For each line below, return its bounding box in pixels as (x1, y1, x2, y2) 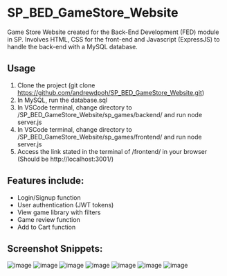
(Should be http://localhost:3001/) (17, 155, 114, 163)
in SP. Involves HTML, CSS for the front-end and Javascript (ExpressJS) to (7, 35, 220, 43)
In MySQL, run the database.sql (17, 96, 108, 104)
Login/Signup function (17, 193, 81, 202)
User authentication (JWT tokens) (17, 200, 114, 209)
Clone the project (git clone (17, 81, 96, 89)
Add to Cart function (17, 223, 76, 231)
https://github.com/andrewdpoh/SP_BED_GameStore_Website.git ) (17, 88, 205, 96)
